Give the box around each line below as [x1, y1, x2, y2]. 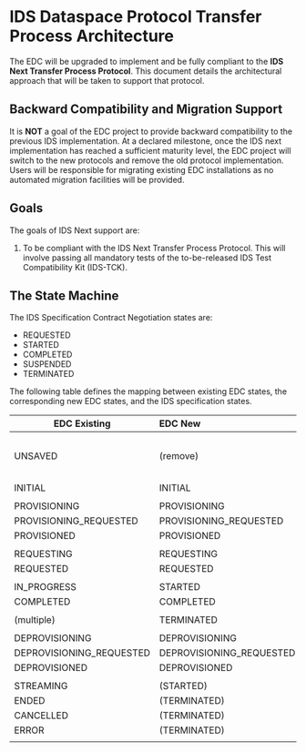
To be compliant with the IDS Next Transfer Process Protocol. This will [22, 242, 286, 253]
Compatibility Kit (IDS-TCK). [22, 261, 127, 272]
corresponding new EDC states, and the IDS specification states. [9, 396, 252, 407]
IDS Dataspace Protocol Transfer [9, 6, 262, 27]
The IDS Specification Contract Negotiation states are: [9, 312, 213, 323]
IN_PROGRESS [14, 581, 77, 594]
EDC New [158, 417, 201, 430]
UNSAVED [14, 450, 58, 462]
